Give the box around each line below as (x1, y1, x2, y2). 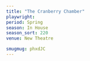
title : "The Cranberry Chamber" (6, 8, 85, 15)
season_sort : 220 (6, 30, 49, 36)
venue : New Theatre (6, 35, 54, 41)
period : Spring (6, 19, 43, 25)
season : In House (6, 24, 49, 31)
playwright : (6, 14, 35, 20)
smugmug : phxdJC (6, 46, 46, 52)
